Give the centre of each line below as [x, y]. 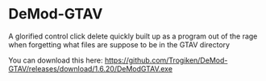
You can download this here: [56, 60]
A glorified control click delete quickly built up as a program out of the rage [133, 36]
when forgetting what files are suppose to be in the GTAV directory [119, 44]
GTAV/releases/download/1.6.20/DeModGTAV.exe [91, 68]
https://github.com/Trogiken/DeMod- [166, 60]
